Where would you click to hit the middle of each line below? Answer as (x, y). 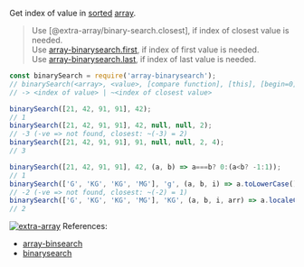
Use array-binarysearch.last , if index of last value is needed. (144, 59)
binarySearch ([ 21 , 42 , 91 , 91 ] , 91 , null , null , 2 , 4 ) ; (117, 143)
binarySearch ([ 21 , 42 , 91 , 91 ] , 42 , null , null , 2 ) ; (111, 125)
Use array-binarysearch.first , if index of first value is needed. (145, 50)
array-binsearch (52, 244)
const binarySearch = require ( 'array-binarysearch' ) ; (113, 76)
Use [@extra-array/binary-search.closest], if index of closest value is (160, 30)
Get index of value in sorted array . (73, 13)
